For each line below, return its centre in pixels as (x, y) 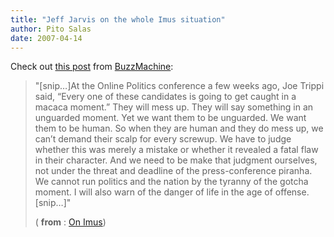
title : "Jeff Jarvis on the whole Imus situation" (118, 19)
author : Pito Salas (51, 29)
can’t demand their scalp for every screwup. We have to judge (163, 139)
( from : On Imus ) (70, 222)
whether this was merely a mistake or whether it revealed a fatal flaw (176, 150)
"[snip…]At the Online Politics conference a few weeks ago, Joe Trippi (179, 86)
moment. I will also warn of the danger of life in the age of (153, 192)
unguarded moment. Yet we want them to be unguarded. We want (170, 118)
